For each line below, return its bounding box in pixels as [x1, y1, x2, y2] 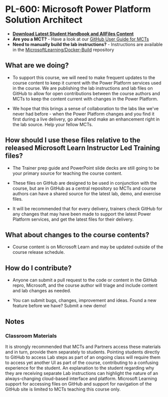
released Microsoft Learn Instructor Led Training [5, 144, 160, 152]
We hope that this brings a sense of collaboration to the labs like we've [12, 105, 159, 111]
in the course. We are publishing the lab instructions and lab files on [12, 85, 153, 91]
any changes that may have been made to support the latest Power [12, 211, 151, 217]
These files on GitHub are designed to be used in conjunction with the [12, 180, 157, 186]
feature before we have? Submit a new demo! [12, 303, 107, 309]
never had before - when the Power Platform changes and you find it [12, 111, 154, 117]
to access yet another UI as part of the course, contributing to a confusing [5, 359, 159, 365]
